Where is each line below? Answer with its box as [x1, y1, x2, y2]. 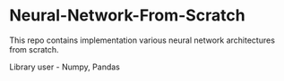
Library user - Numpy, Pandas [9, 61, 121, 72]
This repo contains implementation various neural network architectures [9, 35, 276, 45]
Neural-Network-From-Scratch [9, 5, 245, 26]
